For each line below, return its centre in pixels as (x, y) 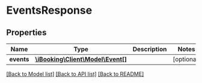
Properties (26, 33)
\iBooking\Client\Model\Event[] (81, 59)
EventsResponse (49, 10)
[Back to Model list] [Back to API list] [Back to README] (75, 74)
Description (150, 49)
